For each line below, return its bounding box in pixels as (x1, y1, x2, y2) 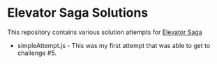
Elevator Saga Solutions (7, 5, 149, 21)
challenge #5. (17, 49, 57, 57)
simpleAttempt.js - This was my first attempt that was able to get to (17, 41, 211, 49)
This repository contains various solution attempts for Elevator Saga (7, 28, 202, 36)
